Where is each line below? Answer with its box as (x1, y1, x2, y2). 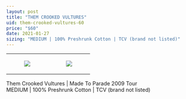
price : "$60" (6, 25, 39, 31)
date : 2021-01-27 (6, 31, 50, 37)
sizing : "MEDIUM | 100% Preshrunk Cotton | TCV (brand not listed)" (6, 36, 181, 42)
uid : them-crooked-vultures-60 (6, 20, 84, 25)
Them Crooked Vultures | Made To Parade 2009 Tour (6, 80, 138, 87)
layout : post (6, 8, 39, 15)
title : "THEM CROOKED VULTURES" (6, 14, 87, 20)
